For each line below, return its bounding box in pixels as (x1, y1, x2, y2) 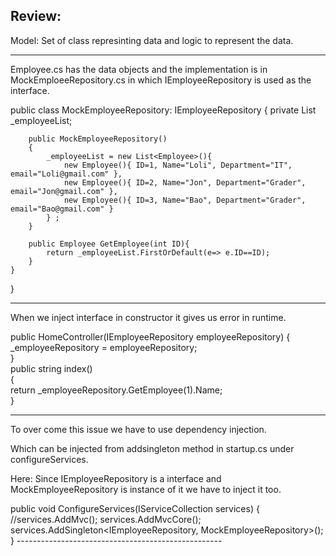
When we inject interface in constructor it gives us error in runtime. (10, 311, 287, 323)
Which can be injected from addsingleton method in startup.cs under (10, 442, 295, 454)
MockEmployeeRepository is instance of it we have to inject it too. (10, 483, 282, 495)
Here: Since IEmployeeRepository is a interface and (10, 472, 222, 484)
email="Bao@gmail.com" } (10, 204, 114, 214)
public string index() (10, 362, 93, 374)
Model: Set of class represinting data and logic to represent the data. (10, 34, 294, 46)
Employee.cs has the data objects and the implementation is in (10, 63, 268, 75)
